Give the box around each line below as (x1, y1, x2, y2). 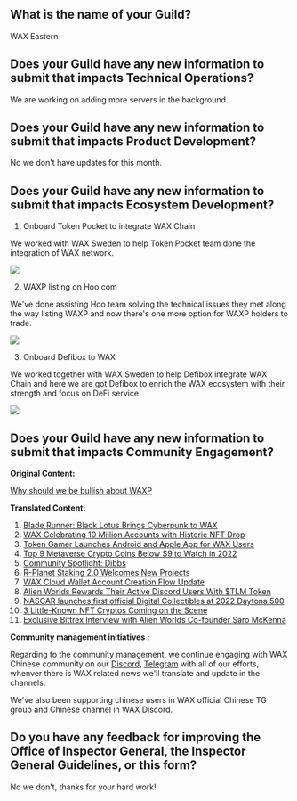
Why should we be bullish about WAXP (10, 486, 153, 496)
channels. (10, 677, 46, 689)
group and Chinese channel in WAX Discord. (10, 704, 173, 715)
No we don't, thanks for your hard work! (10, 781, 157, 792)
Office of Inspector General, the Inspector (10, 744, 247, 759)
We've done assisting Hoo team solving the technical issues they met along (10, 298, 287, 310)
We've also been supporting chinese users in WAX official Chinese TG (10, 695, 268, 706)
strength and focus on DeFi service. (10, 388, 141, 399)
